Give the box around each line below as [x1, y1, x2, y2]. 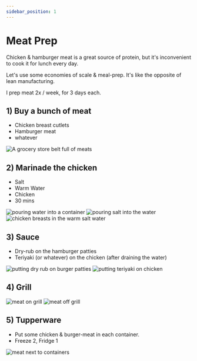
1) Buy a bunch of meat [6, 106, 92, 116]
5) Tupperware [6, 315, 62, 325]
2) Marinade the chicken [6, 163, 98, 173]
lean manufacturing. [6, 77, 55, 84]
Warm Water [14, 185, 45, 192]
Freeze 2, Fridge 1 [14, 337, 58, 344]
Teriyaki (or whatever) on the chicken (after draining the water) [14, 254, 168, 261]
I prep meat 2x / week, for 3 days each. [6, 89, 102, 96]
